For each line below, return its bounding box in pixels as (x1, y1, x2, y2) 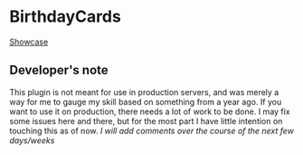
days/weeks (9, 134, 55, 146)
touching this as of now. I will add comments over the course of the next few (9, 125, 294, 136)
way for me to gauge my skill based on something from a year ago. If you (9, 96, 282, 107)
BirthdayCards (9, 6, 122, 27)
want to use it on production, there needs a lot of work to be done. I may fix (9, 106, 291, 117)
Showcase (9, 36, 49, 47)
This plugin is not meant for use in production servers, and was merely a (9, 86, 279, 97)
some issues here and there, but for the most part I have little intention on (9, 115, 283, 126)
